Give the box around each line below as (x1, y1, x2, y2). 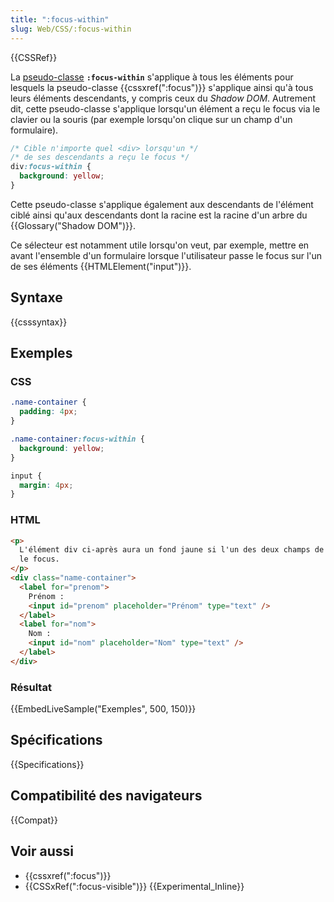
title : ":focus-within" (10, 14, 110, 25)
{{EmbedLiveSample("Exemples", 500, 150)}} (10, 703, 197, 715)
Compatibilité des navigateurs (10, 787, 203, 805)
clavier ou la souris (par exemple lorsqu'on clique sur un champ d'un (10, 113, 293, 125)
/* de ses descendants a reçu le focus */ (10, 152, 190, 163)
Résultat (10, 680, 52, 694)
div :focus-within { (10, 162, 92, 172)
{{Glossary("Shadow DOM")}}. (10, 219, 137, 231)
